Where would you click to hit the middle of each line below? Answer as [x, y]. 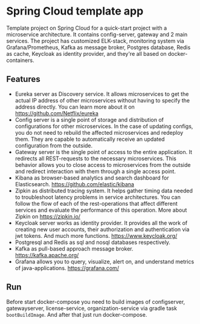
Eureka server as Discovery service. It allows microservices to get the [102, 94]
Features [23, 79]
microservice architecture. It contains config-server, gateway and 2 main [97, 34]
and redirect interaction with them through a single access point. [95, 171]
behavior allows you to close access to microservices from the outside [103, 164]
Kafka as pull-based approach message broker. [74, 248]
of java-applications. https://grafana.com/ [67, 268]
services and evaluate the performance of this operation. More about [101, 210]
